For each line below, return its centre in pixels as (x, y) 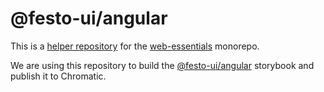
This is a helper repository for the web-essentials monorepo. (135, 46)
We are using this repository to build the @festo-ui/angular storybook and (162, 65)
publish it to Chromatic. (58, 76)
